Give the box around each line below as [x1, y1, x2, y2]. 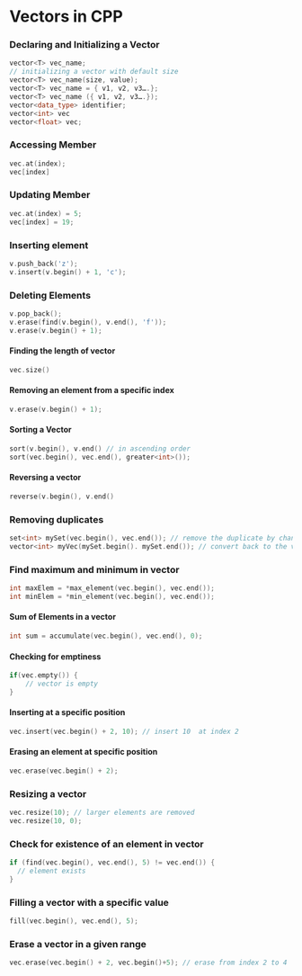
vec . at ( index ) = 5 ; [9, 209, 83, 218]
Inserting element [9, 238, 89, 251]
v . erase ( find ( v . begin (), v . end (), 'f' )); [9, 318, 167, 327]
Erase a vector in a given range [9, 937, 147, 950]
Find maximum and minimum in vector [9, 563, 180, 576]
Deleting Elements [9, 289, 92, 301]
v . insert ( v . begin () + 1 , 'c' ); [9, 267, 127, 276]
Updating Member [9, 189, 91, 201]
